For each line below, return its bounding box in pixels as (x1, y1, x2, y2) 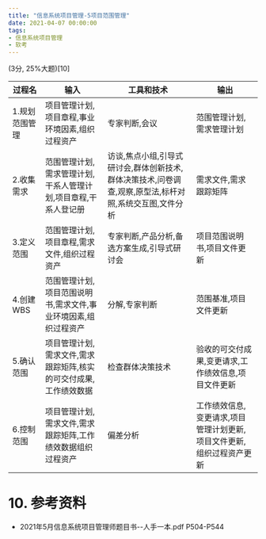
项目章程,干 (55, 192, 97, 203)
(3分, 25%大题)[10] (8, 64, 70, 74)
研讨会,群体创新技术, (107, 162, 184, 174)
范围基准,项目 (196, 293, 247, 304)
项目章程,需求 (44, 237, 95, 248)
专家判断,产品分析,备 (107, 231, 184, 242)
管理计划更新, (196, 424, 247, 435)
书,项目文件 (196, 243, 239, 254)
